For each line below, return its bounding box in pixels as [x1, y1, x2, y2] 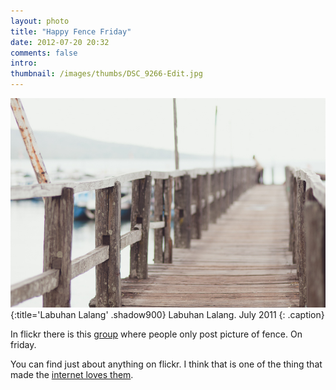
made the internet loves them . [10, 368, 134, 380]
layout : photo [10, 16, 70, 26]
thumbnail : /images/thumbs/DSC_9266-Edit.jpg [10, 69, 203, 79]
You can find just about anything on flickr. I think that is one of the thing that [10, 358, 323, 370]
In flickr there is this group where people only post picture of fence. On [10, 328, 303, 340]
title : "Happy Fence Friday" [10, 26, 132, 37]
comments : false [10, 48, 78, 58]
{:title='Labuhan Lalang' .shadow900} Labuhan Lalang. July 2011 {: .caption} [10, 308, 325, 320]
